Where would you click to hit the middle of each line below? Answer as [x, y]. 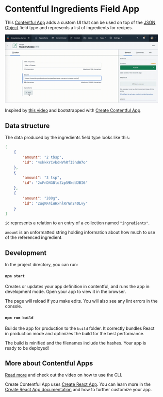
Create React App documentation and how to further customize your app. [78, 390]
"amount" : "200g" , [41, 198]
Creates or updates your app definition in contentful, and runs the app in [77, 287]
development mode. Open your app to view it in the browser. [65, 292]
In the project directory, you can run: [41, 265]
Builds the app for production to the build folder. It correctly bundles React [80, 328]
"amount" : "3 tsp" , [42, 178]
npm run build [19, 318]
